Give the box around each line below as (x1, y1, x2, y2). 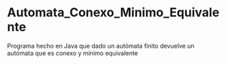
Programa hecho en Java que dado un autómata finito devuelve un (7, 42, 195, 50)
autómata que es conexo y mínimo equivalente (7, 49, 139, 57)
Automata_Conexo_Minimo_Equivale (7, 5, 220, 20)
